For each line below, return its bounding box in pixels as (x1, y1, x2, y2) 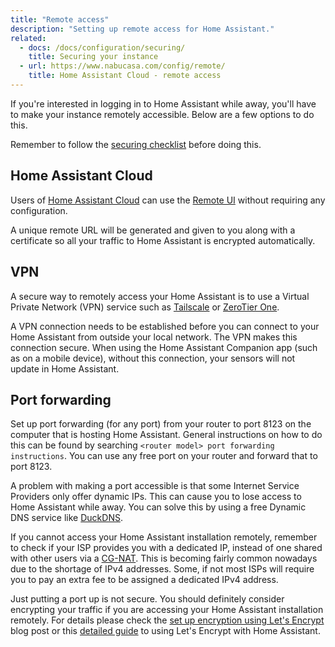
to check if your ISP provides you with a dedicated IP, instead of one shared (10, 542, 323, 554)
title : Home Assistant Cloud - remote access (28, 71, 222, 81)
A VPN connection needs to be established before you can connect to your (10, 320, 320, 332)
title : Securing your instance (28, 52, 159, 62)
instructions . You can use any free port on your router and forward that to (10, 450, 318, 462)
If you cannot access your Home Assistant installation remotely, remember (10, 531, 318, 543)
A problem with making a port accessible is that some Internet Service (10, 480, 300, 492)
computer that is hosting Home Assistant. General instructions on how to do (10, 429, 323, 441)
